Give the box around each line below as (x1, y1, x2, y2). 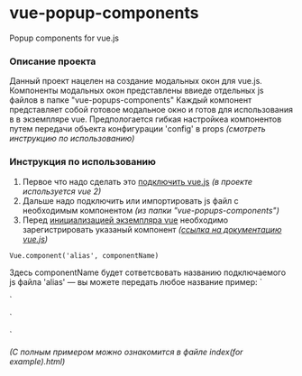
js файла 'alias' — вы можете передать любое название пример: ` (9, 276, 263, 287)
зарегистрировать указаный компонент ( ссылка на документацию (22, 224, 282, 234)
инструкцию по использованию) (9, 133, 135, 144)
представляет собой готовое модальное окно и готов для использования (9, 105, 293, 115)
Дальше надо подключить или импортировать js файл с (22, 195, 239, 206)
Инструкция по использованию (9, 156, 156, 169)
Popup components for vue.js (9, 32, 120, 43)
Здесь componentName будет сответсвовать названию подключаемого (9, 267, 287, 278)
